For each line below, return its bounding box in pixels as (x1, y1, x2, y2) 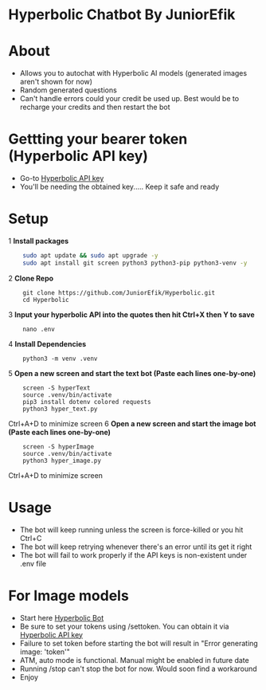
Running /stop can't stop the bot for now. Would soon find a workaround (19, 664, 257, 673)
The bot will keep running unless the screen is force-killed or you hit (19, 524, 244, 535)
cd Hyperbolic (22, 296, 69, 304)
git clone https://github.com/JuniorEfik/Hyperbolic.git (22, 288, 216, 296)
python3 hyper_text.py (22, 405, 98, 413)
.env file (19, 559, 46, 568)
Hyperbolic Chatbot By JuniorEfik (8, 6, 236, 24)
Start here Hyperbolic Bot (19, 613, 104, 622)
